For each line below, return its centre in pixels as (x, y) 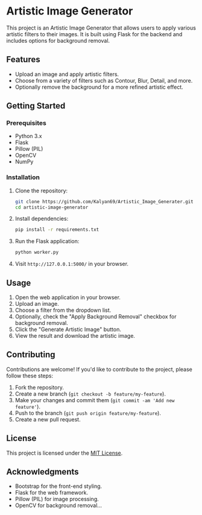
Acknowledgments (43, 472)
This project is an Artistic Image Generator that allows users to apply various (101, 28)
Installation (23, 177)
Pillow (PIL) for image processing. (57, 499)
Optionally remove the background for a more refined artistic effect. (99, 87)
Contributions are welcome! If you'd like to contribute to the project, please (99, 369)
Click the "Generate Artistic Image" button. (68, 329)
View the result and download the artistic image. (75, 336)
